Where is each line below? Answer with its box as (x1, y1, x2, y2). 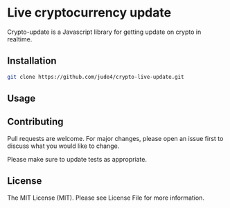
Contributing (7, 116, 64, 128)
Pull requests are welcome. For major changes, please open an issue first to (7, 134, 224, 142)
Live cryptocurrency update (7, 5, 172, 21)
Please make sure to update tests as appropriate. (7, 155, 148, 163)
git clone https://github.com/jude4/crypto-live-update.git (7, 73, 185, 80)
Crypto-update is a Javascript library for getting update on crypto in (7, 28, 202, 36)
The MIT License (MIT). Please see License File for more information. (7, 193, 204, 202)
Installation (7, 55, 57, 67)
